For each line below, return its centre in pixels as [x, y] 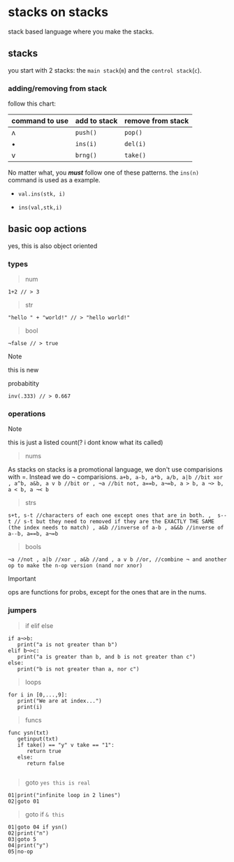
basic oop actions [47, 229]
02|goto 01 [24, 801]
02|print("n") [29, 833]
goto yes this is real [58, 782]
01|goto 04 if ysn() [38, 827]
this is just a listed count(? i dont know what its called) [86, 443]
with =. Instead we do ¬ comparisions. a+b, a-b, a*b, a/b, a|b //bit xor [115, 477]
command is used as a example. [54, 180]
